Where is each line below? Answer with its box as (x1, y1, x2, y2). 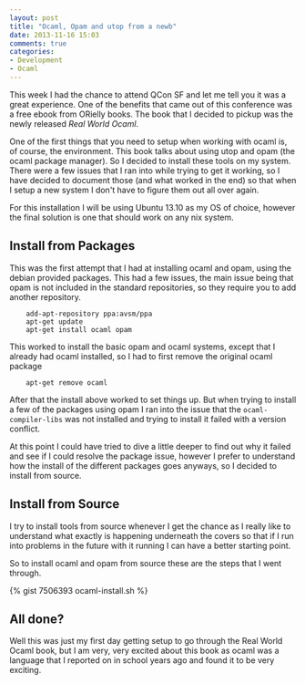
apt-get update (25, 316, 84, 326)
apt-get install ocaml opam (25, 325, 132, 334)
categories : (9, 47, 55, 57)
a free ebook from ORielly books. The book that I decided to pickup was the (9, 109, 294, 119)
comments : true (9, 38, 67, 48)
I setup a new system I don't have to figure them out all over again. (9, 184, 259, 195)
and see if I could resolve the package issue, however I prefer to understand (9, 451, 296, 461)
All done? (9, 611, 65, 627)
